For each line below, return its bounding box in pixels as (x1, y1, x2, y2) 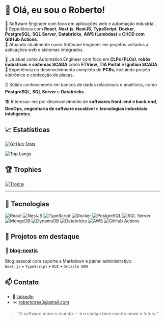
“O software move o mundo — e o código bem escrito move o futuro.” (17, 310, 159, 316)
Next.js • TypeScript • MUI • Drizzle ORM (5, 264, 88, 269)
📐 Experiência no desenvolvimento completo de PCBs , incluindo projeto (5, 66, 151, 73)
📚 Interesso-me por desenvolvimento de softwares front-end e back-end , (5, 98, 158, 105)
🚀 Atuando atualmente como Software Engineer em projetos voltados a (5, 41, 149, 47)
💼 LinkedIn (12, 294, 34, 299)
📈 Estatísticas (5, 126, 50, 134)
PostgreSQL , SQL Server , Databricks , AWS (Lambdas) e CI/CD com (5, 31, 145, 37)
